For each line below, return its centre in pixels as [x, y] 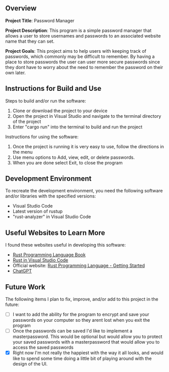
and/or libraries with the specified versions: [51, 196]
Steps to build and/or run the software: [46, 100]
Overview [21, 8]
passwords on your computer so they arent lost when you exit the [81, 320]
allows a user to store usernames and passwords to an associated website [83, 36]
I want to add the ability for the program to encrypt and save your [81, 315]
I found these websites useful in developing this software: [65, 245]
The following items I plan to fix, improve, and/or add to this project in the [82, 299]
